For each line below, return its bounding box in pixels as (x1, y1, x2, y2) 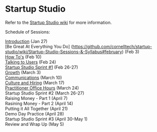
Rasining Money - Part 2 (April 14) (5, 100, 73, 106)
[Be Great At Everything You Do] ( (5, 43, 73, 49)
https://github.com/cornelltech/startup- (72, 43, 153, 49)
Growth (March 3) (5, 69, 41, 75)
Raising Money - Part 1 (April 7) (5, 95, 68, 101)
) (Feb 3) (122, 49, 139, 55)
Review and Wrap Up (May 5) (5, 121, 65, 127)
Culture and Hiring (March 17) (5, 79, 65, 86)
